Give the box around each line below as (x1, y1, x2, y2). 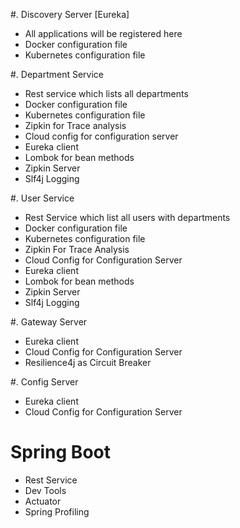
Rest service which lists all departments (24, 88, 189, 99)
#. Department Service (10, 69, 105, 80)
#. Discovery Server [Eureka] (10, 9, 130, 20)
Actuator (24, 495, 62, 507)
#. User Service (10, 192, 75, 204)
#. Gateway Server (10, 316, 88, 328)
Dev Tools (24, 484, 67, 496)
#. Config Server (10, 376, 79, 388)
